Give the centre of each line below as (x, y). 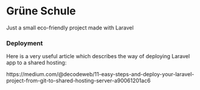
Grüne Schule (41, 11)
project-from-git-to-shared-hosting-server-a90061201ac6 (78, 81)
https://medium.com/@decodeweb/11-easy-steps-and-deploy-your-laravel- (100, 74)
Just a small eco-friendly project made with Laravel (70, 28)
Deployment (25, 43)
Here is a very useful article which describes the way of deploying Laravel (98, 56)
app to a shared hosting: (36, 63)
